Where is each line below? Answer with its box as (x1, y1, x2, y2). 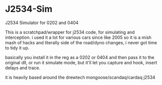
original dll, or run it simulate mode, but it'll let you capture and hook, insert (5, 59, 158, 65)
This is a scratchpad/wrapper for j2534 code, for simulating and (5, 29, 135, 35)
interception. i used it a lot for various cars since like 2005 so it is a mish (5, 34, 152, 40)
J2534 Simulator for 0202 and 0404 (5, 20, 79, 26)
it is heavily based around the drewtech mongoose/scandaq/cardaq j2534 (5, 74, 156, 80)
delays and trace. (5, 65, 40, 71)
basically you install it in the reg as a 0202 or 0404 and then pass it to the (5, 54, 155, 60)
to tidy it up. (5, 45, 30, 51)
